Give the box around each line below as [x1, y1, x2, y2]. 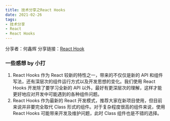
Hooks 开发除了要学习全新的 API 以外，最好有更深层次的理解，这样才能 [12, 85, 162, 91]
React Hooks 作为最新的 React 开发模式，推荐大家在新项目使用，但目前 [12, 98, 162, 104]
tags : [5, 17, 17, 22]
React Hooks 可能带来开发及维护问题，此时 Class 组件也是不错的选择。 [12, 110, 162, 116]
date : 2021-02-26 [5, 12, 42, 17]
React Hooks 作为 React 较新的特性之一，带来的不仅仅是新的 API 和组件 [12, 72, 163, 78]
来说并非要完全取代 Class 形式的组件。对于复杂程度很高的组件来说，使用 [12, 104, 165, 110]
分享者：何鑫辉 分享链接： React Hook [5, 46, 85, 51]
